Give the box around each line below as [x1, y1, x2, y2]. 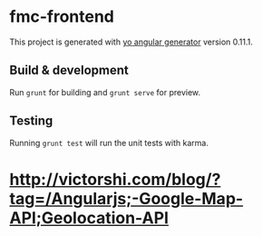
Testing [9, 113, 53, 129]
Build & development [9, 63, 129, 78]
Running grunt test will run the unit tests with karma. [9, 137, 209, 148]
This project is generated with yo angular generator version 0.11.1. [9, 36, 254, 47]
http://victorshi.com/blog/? [9, 169, 221, 190]
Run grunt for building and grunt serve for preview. [9, 86, 201, 97]
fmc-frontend [9, 6, 115, 27]
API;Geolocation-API [9, 207, 170, 228]
